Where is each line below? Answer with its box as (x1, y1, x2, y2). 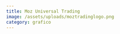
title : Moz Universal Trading (6, 8, 81, 14)
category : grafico (6, 19, 51, 25)
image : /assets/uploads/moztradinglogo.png (6, 14, 115, 20)
